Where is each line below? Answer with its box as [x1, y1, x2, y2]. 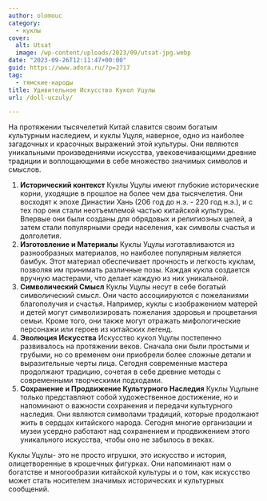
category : [8, 19, 42, 27]
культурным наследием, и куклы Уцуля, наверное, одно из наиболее [8, 131, 245, 141]
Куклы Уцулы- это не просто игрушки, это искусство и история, [8, 451, 227, 460]
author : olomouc [8, 11, 62, 20]
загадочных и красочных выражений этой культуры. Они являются [8, 139, 239, 149]
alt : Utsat [15, 42, 52, 50]
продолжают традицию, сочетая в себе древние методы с [19, 367, 221, 376]
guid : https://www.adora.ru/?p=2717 [8, 64, 130, 72]
